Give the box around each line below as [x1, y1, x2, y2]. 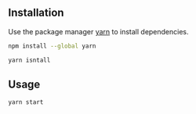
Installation [8, 6, 64, 20]
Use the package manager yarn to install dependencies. [8, 27, 190, 36]
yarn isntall [8, 56, 51, 64]
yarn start [8, 98, 44, 106]
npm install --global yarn [8, 42, 96, 50]
